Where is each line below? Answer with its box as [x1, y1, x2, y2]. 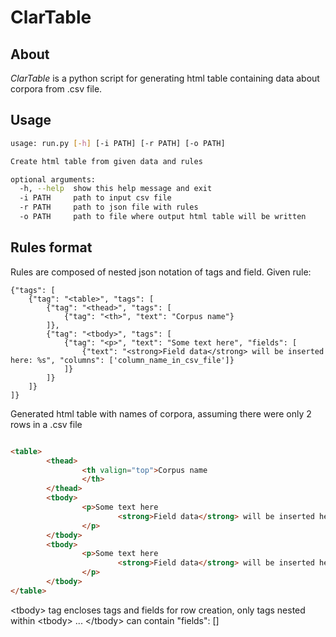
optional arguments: [10, 174, 97, 185]
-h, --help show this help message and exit [19, 184, 213, 194]
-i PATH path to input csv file [19, 193, 172, 203]
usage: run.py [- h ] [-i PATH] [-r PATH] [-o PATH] [10, 138, 226, 148]
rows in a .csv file [10, 418, 83, 430]
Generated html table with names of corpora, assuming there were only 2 [10, 407, 312, 420]
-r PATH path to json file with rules [19, 202, 199, 213]
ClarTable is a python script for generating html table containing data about [10, 72, 320, 84]
